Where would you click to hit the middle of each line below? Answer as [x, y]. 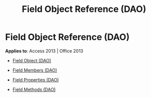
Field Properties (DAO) [35, 80]
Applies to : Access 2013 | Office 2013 [44, 51]
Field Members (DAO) [35, 70]
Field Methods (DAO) [34, 89]
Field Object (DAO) [32, 60]
